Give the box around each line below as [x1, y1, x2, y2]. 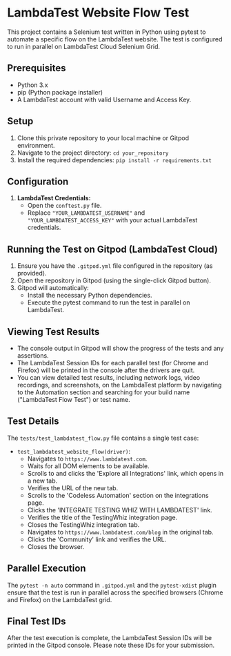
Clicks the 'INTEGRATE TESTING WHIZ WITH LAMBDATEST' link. [27, 505, 212, 514]
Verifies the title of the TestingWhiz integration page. [27, 513, 178, 521]
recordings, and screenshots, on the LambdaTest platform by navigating [17, 381, 222, 389]
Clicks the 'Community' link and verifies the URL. [27, 535, 167, 543]
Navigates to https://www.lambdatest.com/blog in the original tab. [27, 528, 214, 536]
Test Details [7, 416, 60, 427]
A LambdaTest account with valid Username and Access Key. [17, 95, 192, 104]
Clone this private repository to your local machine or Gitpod [17, 133, 190, 142]
